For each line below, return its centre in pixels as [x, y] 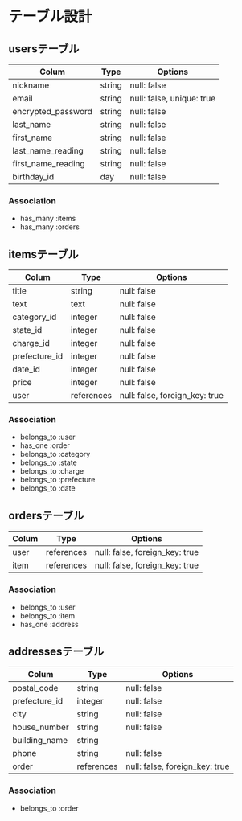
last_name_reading [48, 151]
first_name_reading [49, 164]
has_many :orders [50, 227]
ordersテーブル [46, 515]
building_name [40, 741]
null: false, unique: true [172, 99]
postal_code [35, 688]
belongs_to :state [49, 462]
